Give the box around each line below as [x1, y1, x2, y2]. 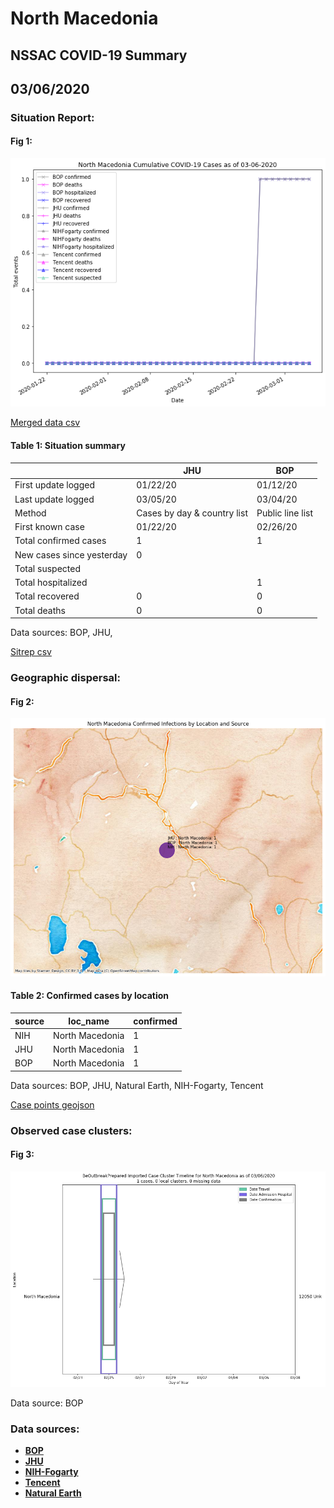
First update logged [14, 479, 95, 491]
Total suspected [14, 562, 81, 574]
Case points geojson [10, 1098, 95, 1111]
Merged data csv [10, 417, 81, 429]
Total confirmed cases [14, 535, 107, 547]
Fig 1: [10, 135, 33, 147]
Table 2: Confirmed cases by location [10, 990, 169, 1002]
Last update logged [14, 493, 95, 505]
